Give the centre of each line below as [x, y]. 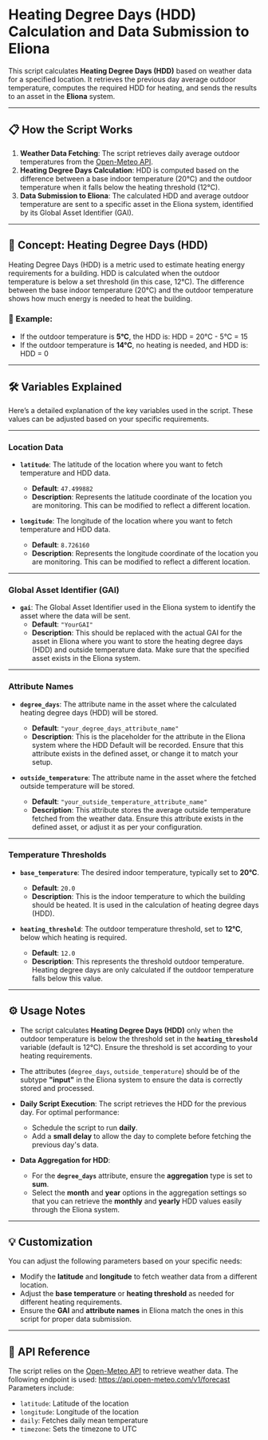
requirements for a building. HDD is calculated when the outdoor [114, 272]
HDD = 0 [34, 353]
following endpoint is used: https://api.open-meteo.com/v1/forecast [119, 1379]
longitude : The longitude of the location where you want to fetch [126, 520]
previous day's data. [65, 1144]
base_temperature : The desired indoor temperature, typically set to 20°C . [139, 872]
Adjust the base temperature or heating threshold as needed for [127, 1294]
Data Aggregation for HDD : [65, 1160]
